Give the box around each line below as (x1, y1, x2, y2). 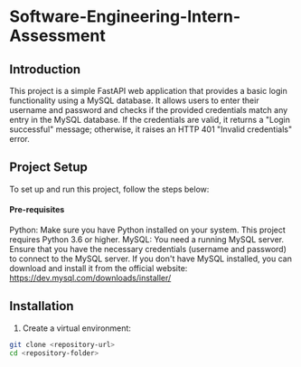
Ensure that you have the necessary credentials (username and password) (9, 244, 287, 255)
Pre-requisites (9, 204, 65, 215)
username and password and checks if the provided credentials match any (9, 105, 288, 115)
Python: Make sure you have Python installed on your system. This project (9, 224, 287, 236)
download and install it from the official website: (9, 263, 188, 274)
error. (9, 134, 30, 144)
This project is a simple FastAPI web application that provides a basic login (9, 86, 287, 96)
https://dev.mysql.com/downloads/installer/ (9, 273, 172, 284)
